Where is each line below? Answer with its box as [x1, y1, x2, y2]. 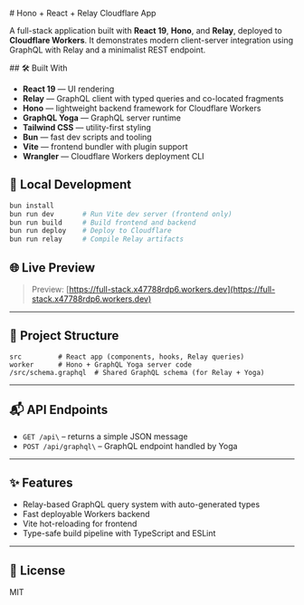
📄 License [9, 562, 66, 578]
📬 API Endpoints [9, 402, 109, 418]
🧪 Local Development [9, 177, 132, 193]
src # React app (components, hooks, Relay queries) [9, 352, 245, 361]
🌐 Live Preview [9, 260, 96, 275]
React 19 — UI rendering [22, 83, 115, 94]
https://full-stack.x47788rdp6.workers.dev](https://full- [69, 284, 276, 294]
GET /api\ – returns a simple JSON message [22, 430, 188, 442]
